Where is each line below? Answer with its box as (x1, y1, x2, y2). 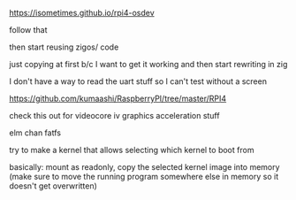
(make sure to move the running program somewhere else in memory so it (9, 172, 279, 181)
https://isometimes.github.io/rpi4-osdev (9, 8, 155, 18)
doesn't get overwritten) (9, 181, 97, 191)
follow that (9, 25, 48, 35)
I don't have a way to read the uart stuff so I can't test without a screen (9, 76, 268, 87)
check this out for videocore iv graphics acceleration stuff (9, 111, 220, 120)
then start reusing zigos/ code (9, 42, 119, 52)
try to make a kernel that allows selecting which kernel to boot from (9, 145, 254, 155)
